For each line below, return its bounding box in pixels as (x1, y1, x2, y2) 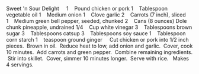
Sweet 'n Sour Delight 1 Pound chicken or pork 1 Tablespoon (6, 5, 168, 12)
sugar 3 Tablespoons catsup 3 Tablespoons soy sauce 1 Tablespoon (6, 30, 186, 37)
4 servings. (6, 61, 34, 68)
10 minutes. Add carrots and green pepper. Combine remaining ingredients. (6, 49, 193, 55)
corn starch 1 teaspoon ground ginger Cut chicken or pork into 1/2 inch (6, 36, 189, 43)
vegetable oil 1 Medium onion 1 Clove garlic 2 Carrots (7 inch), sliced (6, 11, 187, 18)
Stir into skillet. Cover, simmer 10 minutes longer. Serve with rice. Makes (7, 55, 190, 62)
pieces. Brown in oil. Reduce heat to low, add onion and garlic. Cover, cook (6, 42, 193, 49)
